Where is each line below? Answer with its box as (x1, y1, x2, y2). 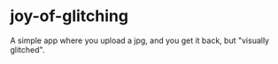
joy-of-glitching (10, 6, 129, 26)
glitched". (10, 44, 45, 54)
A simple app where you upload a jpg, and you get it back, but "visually (10, 35, 269, 46)
